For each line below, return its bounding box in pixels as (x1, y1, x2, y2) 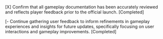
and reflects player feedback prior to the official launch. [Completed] (5, 9, 144, 15)
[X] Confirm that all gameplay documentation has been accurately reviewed (5, 4, 158, 10)
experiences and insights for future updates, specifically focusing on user (5, 24, 155, 29)
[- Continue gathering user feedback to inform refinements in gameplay (5, 19, 150, 24)
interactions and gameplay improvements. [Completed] (5, 29, 117, 34)
